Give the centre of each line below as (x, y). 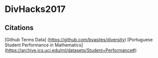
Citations (19, 28)
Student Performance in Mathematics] (44, 45)
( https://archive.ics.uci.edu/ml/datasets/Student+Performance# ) (71, 50)
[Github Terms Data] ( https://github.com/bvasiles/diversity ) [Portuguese (79, 39)
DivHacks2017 (35, 9)
